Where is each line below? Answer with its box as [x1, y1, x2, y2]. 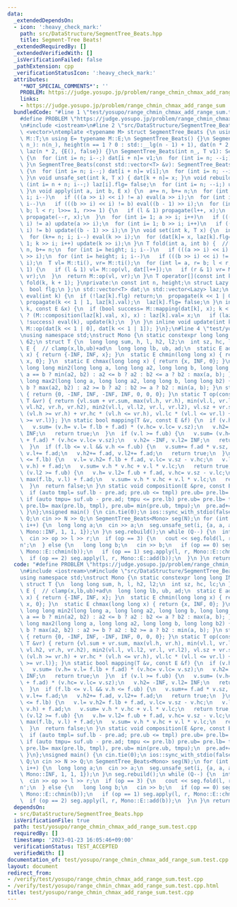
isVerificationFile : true [13, 817, 90, 824]
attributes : [13, 75, 49, 83]
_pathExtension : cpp [13, 63, 74, 70]
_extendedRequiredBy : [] [13, 43, 87, 50]
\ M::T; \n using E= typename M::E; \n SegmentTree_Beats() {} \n [20, 135, 210, 142]
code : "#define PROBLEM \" [13, 561, 93, 568]
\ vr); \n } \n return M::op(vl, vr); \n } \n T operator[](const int [20, 272, 226, 279]
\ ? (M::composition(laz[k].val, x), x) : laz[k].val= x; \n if [20, 312, 217, 319]
